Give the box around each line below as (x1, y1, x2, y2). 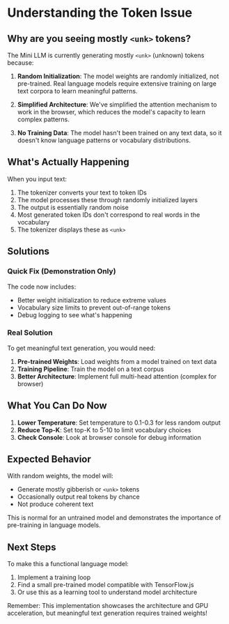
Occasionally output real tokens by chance (17, 493, 141, 501)
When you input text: (7, 174, 68, 183)
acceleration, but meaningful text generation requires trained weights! (7, 609, 207, 618)
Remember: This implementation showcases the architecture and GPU (7, 602, 209, 610)
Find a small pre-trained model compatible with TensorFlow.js (17, 581, 194, 589)
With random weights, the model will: (7, 472, 113, 480)
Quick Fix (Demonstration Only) (7, 266, 116, 276)
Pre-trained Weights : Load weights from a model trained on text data (17, 357, 217, 365)
